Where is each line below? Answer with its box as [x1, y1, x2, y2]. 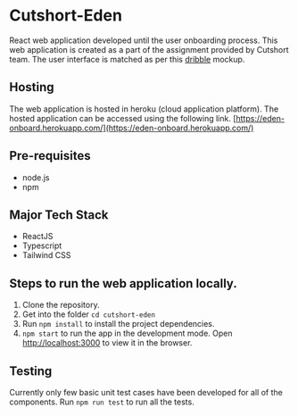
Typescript [21, 240, 62, 251]
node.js [21, 171, 51, 183]
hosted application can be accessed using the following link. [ [9, 112, 236, 123]
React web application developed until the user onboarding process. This [9, 35, 278, 46]
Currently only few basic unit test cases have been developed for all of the [9, 387, 283, 397]
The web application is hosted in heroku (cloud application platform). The [9, 104, 279, 114]
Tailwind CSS [21, 250, 71, 261]
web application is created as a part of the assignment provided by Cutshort [9, 44, 289, 54]
